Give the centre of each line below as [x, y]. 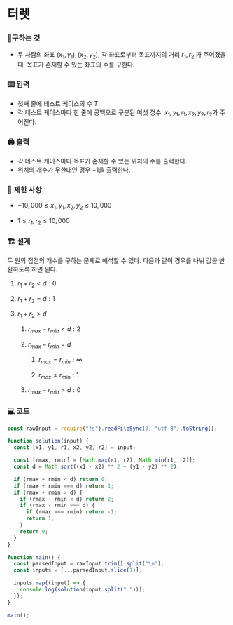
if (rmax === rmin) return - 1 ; [71, 512]
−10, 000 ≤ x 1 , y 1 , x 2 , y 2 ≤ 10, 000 [64, 206]
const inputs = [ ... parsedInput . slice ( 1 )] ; [78, 570]
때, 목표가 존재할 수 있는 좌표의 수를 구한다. [76, 65]
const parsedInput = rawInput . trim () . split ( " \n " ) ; [89, 564]
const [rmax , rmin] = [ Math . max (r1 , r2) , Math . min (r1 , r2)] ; [105, 460]
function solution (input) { [48, 441]
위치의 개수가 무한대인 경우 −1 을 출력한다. [74, 170]
